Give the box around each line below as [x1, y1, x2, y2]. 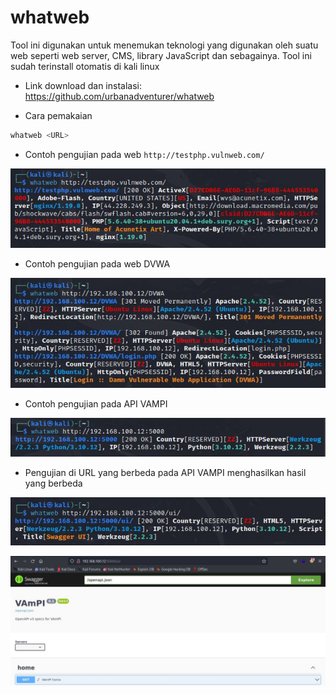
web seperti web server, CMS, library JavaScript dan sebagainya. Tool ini [10, 49, 312, 61]
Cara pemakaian [24, 109, 93, 121]
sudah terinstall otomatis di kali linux [10, 60, 160, 72]
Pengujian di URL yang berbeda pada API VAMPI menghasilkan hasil [24, 467, 307, 479]
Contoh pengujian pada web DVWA [24, 257, 171, 270]
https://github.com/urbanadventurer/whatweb [24, 90, 215, 102]
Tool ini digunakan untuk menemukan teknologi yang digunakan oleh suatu [10, 39, 319, 51]
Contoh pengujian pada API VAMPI [24, 398, 168, 410]
